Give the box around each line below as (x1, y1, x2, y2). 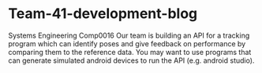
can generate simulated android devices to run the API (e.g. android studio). (8, 56, 255, 65)
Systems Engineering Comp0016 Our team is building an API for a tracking (8, 31, 250, 40)
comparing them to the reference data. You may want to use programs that (8, 47, 252, 57)
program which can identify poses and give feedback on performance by (8, 38, 246, 48)
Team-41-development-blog (8, 5, 198, 23)
